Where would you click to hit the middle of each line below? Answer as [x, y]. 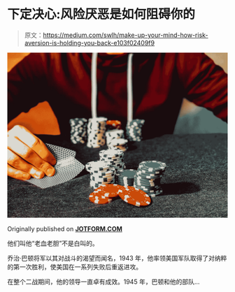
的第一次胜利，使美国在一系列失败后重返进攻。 [74, 267]
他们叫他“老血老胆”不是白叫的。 [53, 243]
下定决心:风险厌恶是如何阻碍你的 [101, 14]
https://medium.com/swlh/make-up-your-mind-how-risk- [126, 35]
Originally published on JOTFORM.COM [65, 228]
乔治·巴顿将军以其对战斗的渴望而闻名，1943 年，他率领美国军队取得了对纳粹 [117, 258]
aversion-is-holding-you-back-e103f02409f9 [90, 43]
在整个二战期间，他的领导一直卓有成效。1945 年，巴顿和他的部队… [104, 282]
